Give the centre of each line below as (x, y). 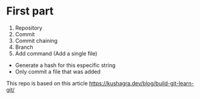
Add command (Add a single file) (56, 53)
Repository (28, 28)
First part (30, 11)
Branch (24, 47)
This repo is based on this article (47, 83)
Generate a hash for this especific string (65, 65)
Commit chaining (36, 40)
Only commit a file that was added (58, 71)
